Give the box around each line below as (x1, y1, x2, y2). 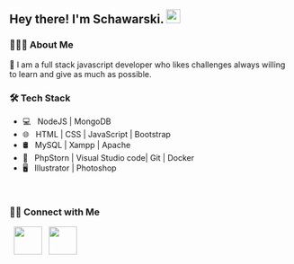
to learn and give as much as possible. (9, 68, 152, 79)
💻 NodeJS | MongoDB (22, 116, 111, 127)
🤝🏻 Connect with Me (9, 206, 101, 218)
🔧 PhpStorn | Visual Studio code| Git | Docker (22, 152, 195, 163)
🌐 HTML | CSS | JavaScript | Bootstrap (22, 128, 171, 139)
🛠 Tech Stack (9, 92, 71, 104)
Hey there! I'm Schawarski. (9, 12, 165, 27)
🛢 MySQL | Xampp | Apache (22, 139, 131, 150)
